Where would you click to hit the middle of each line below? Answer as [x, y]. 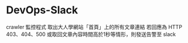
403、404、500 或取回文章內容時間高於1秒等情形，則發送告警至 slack [91, 34]
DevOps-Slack [42, 10]
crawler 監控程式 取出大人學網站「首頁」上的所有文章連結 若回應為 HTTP [94, 27]
